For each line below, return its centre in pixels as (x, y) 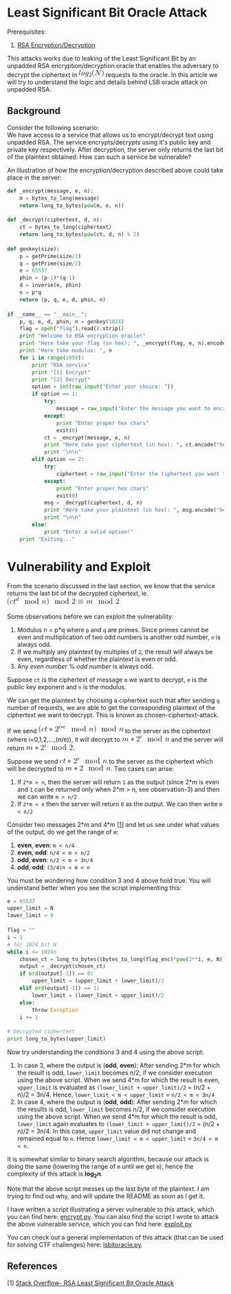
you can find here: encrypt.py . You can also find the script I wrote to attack (113, 1216)
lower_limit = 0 (30, 916)
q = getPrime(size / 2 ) (50, 263)
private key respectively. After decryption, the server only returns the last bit (115, 149)
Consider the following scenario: (53, 127)
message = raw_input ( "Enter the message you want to (133, 409)
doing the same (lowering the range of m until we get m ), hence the (100, 1167)
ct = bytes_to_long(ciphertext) (66, 227)
